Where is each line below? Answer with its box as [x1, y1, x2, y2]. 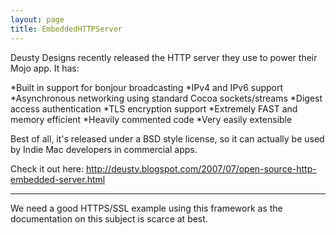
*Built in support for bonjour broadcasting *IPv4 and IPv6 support [10, 81, 284, 93]
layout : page [10, 14, 65, 25]
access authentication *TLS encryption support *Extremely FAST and [10, 102, 298, 115]
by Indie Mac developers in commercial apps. [10, 143, 198, 155]
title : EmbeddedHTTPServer [10, 24, 123, 34]
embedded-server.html [10, 173, 106, 185]
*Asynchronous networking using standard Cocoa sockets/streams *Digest [10, 92, 323, 104]
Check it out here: [10, 162, 85, 175]
